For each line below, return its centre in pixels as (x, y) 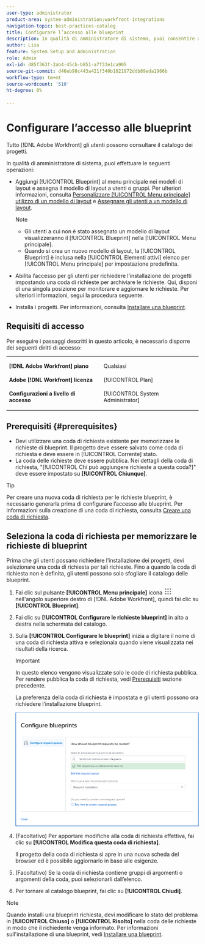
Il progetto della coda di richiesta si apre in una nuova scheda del (97, 854)
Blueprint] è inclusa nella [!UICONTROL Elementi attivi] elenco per (107, 257)
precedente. (31, 686)
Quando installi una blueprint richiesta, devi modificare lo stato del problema (102, 915)
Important (27, 661)
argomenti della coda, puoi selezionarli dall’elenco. (79, 879)
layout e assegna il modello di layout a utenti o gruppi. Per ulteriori (98, 188)
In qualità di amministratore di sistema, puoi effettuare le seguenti (88, 163)
